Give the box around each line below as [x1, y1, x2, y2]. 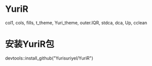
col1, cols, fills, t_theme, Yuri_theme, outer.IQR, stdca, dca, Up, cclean [5, 20, 148, 26]
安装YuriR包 [5, 38, 54, 50]
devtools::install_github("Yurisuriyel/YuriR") [5, 55, 93, 61]
